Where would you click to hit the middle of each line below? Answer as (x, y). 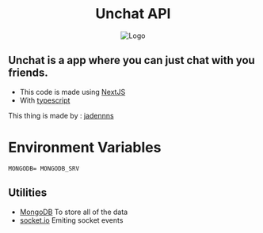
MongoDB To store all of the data (74, 212)
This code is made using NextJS (72, 92)
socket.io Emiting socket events (71, 220)
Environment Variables (85, 147)
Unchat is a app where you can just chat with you (131, 60)
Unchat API (133, 14)
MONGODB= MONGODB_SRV (44, 168)
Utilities (28, 193)
